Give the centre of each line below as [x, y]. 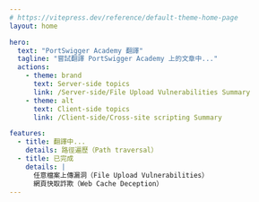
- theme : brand [54, 76]
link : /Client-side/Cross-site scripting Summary [127, 118]
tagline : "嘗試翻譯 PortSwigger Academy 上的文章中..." [117, 59]
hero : [19, 42]
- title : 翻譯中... [52, 142]
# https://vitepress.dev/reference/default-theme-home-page [124, 18]
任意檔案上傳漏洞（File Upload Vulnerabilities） [121, 175]
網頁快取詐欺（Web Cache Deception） [98, 184]
